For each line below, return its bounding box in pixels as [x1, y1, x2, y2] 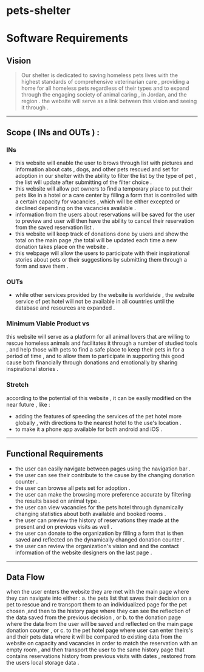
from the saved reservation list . [15, 223, 95, 231]
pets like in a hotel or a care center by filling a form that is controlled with [15, 191, 198, 199]
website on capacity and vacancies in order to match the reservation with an [6, 640, 198, 647]
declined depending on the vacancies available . [15, 204, 137, 211]
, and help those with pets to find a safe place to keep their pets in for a [6, 346, 185, 353]
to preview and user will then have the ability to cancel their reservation [15, 217, 194, 225]
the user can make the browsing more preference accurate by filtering [15, 490, 191, 498]
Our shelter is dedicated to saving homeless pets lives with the [21, 72, 178, 79]
